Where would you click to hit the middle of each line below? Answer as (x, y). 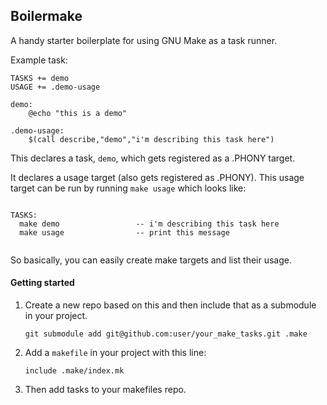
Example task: (39, 60)
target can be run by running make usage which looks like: (128, 188)
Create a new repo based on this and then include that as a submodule (170, 305)
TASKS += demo (40, 78)
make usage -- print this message (124, 232)
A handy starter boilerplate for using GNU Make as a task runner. (144, 40)
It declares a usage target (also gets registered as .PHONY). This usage (157, 177)
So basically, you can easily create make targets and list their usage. (151, 260)
